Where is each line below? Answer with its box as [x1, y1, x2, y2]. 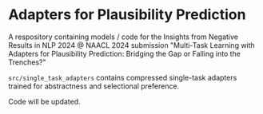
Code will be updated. [8, 96, 82, 106]
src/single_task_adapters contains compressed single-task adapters [8, 73, 237, 82]
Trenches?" [8, 57, 46, 67]
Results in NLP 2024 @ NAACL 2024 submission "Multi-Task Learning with [8, 40, 256, 49]
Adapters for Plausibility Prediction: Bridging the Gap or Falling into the [8, 49, 241, 58]
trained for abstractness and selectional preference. [8, 81, 180, 91]
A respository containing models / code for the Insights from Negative [8, 32, 238, 41]
